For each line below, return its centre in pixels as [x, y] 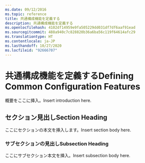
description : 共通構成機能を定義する [39, 23]
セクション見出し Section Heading [56, 117]
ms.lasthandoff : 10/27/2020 [33, 46]
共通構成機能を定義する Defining [70, 76]
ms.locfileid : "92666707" [31, 50]
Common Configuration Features [73, 86]
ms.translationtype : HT [29, 37]
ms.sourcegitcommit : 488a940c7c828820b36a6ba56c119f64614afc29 [70, 32]
